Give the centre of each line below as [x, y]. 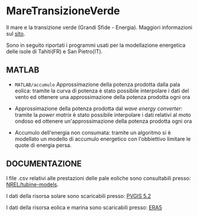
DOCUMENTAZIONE [44, 164]
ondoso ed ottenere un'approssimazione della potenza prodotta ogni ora [103, 121]
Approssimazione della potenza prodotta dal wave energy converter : [98, 108]
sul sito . [16, 33]
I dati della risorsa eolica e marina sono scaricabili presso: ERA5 [84, 207]
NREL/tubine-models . [32, 184]
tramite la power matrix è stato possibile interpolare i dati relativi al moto [103, 114]
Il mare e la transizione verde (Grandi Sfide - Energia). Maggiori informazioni [99, 27]
